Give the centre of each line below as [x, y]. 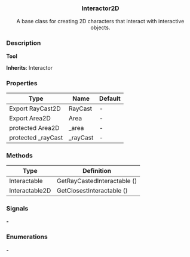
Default [110, 98]
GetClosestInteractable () [92, 191]
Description [24, 43]
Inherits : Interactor [29, 67]
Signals [17, 209]
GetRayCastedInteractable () [97, 181]
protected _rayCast [36, 137]
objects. [100, 27]
